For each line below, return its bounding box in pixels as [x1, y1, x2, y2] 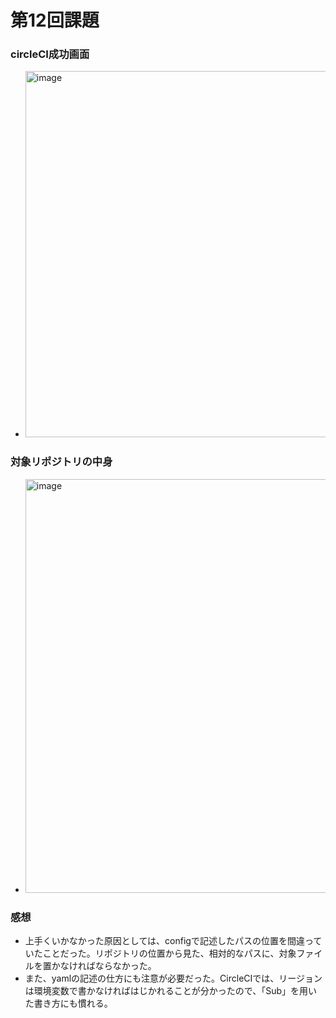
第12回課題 [10, 9, 100, 32]
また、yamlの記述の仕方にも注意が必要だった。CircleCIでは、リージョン [24, 972, 323, 985]
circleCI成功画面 [10, 47, 90, 61]
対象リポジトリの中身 [10, 455, 113, 469]
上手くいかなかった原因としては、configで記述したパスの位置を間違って [24, 935, 323, 947]
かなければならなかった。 [51, 960, 157, 972]
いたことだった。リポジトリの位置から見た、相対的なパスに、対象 [24, 947, 297, 960]
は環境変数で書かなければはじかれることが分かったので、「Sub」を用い [24, 985, 318, 997]
